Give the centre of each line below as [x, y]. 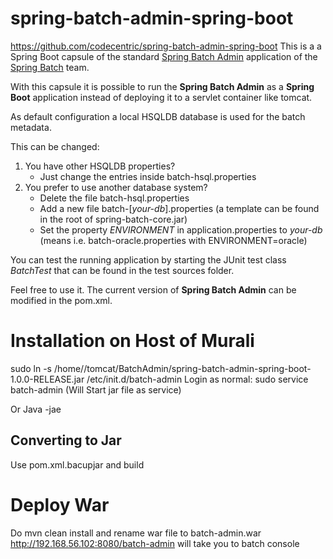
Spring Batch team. [50, 67]
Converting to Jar [66, 440]
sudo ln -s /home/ [47, 368]
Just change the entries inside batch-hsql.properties [148, 176]
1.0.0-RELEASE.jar [47, 379]
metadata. [31, 127]
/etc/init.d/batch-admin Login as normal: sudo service [197, 379]
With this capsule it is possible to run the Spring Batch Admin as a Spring [162, 86]
